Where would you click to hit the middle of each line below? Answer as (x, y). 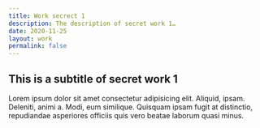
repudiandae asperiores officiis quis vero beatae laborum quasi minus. (126, 115)
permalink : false (38, 46)
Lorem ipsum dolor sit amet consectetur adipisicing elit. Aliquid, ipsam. (127, 98)
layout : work (30, 38)
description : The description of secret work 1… (92, 23)
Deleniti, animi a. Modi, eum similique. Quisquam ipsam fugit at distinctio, (131, 107)
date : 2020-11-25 (38, 31)
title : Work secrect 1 (47, 16)
